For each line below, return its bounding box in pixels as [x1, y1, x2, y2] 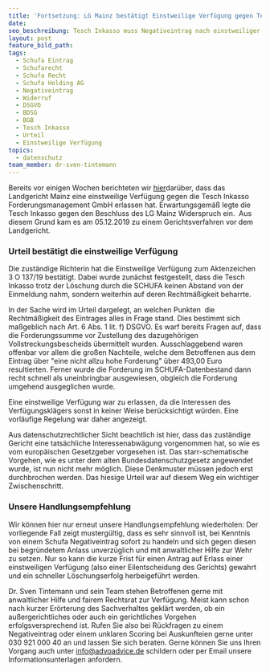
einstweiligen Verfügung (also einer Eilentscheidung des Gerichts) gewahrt [8, 562, 257, 572]
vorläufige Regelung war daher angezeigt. [8, 414, 148, 424]
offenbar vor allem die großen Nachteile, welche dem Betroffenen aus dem [8, 348, 256, 357]
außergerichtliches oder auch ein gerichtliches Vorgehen [8, 612, 197, 621]
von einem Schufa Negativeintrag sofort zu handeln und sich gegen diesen [8, 536, 256, 546]
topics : [8, 146, 35, 154]
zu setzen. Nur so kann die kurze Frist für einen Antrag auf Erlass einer [8, 553, 243, 563]
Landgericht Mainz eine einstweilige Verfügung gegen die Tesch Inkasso [8, 192, 249, 202]
